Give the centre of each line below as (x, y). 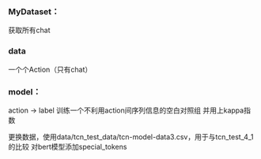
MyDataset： (34, 11)
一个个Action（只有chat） (50, 69)
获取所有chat (29, 30)
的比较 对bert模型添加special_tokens (68, 146)
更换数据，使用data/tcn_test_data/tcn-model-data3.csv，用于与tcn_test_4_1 (131, 137)
